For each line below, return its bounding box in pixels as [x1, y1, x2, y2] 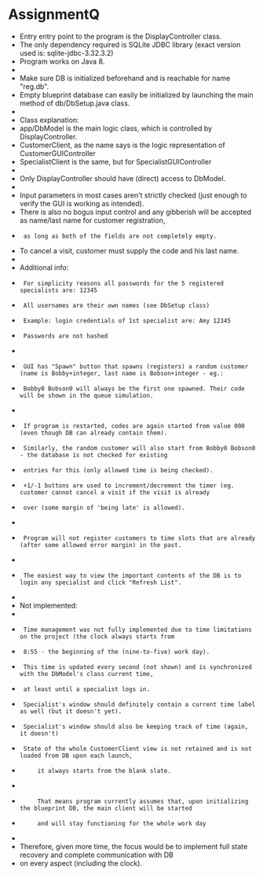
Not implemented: [19, 601, 78, 610]
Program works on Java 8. [19, 57, 105, 66]
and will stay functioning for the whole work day [37, 819, 206, 827]
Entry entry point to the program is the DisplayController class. [19, 31, 222, 41]
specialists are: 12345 [19, 286, 98, 294]
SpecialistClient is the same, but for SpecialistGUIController [19, 157, 212, 166]
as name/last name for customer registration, [19, 215, 166, 225]
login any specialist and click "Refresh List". [19, 578, 182, 586]
